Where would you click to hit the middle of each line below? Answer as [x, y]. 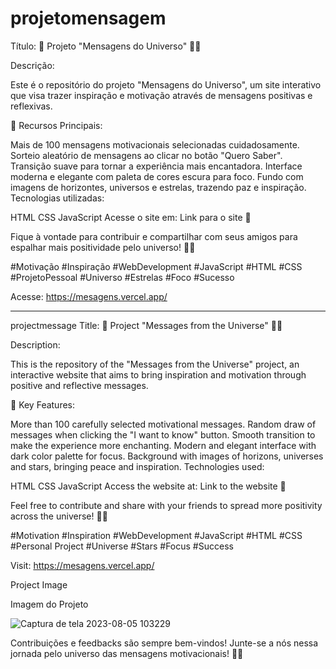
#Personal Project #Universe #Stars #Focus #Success [122, 546]
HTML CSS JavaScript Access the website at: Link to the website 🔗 [148, 486]
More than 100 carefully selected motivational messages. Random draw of [163, 424]
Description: [35, 344]
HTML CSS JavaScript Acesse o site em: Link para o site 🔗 [131, 217]
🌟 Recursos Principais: [56, 125]
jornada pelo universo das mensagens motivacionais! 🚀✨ [127, 653]
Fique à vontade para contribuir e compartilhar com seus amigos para [154, 236]
